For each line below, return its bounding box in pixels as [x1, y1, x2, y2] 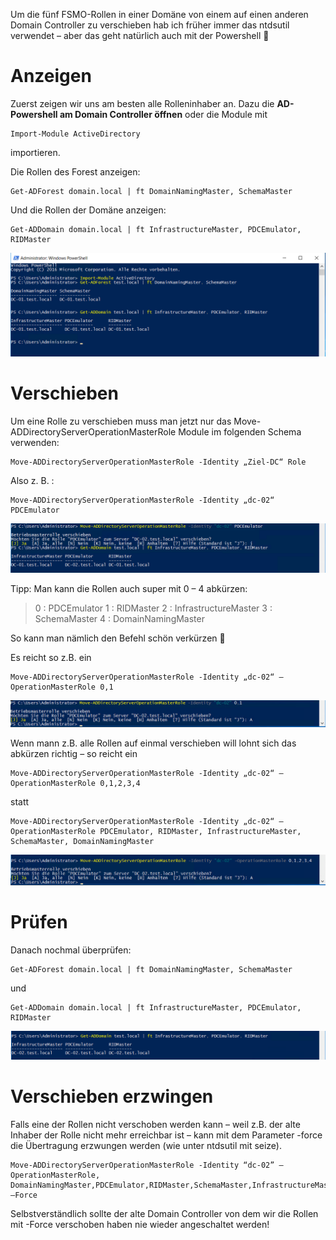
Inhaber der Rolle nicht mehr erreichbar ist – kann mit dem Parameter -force [10, 1129, 323, 1141]
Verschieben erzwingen [10, 1085, 214, 1108]
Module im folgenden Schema [178, 426, 302, 438]
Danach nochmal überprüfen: [10, 944, 132, 956]
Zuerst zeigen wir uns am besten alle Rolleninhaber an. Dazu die [10, 97, 275, 109]
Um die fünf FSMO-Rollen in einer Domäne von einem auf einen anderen [10, 9, 309, 20]
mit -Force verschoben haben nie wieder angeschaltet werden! [10, 1219, 270, 1231]
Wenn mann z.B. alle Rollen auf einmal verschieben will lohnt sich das [10, 737, 297, 749]
